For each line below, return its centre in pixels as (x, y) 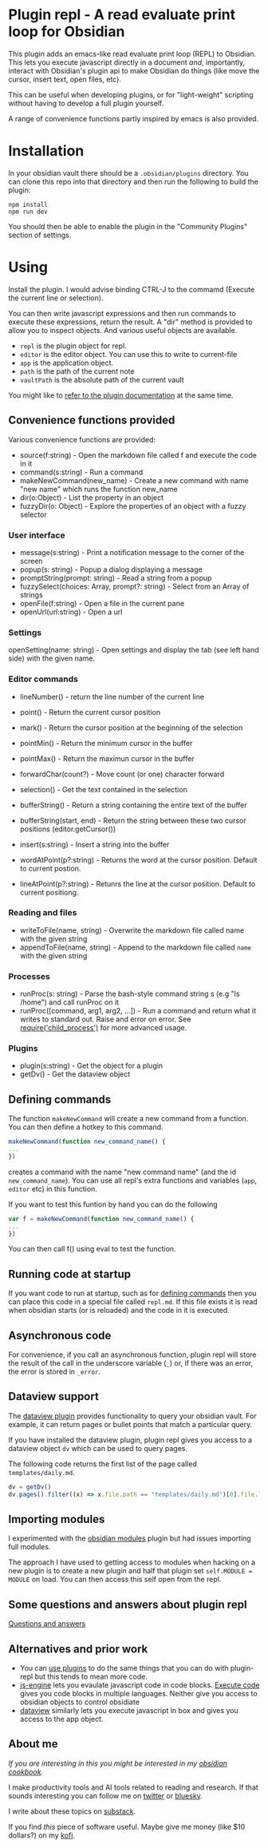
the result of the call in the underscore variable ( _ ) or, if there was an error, (131, 1363)
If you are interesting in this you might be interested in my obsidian (118, 1763)
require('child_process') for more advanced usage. (103, 1028)
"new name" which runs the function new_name (99, 489)
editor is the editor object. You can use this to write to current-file (128, 354)
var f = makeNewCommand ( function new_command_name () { (101, 1219)
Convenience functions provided (92, 420)
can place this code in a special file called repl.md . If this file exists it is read (133, 1302)
